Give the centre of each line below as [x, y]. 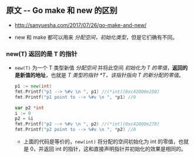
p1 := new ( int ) [33, 86]
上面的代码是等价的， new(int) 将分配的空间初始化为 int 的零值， [101, 142]
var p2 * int [29, 107]
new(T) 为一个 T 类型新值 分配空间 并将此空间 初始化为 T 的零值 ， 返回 [99, 68]
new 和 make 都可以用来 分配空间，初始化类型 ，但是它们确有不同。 [96, 37]
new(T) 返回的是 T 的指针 [42, 53]
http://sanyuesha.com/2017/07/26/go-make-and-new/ [80, 25]
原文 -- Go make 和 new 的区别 [62, 11]
